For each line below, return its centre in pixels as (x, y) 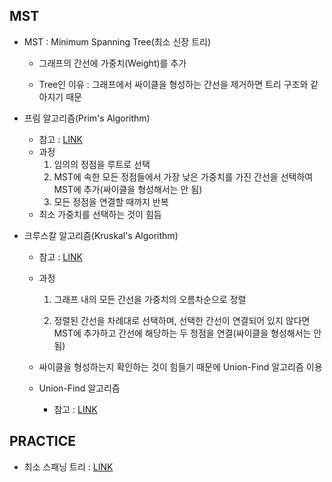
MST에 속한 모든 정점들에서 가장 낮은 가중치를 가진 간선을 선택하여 (183, 176)
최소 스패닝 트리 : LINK (68, 466)
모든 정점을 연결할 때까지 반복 (111, 201)
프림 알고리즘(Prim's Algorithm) (87, 118)
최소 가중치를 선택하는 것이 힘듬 (100, 214)
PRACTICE (42, 441)
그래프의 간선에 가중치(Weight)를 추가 (112, 63)
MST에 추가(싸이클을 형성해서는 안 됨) (128, 189)
